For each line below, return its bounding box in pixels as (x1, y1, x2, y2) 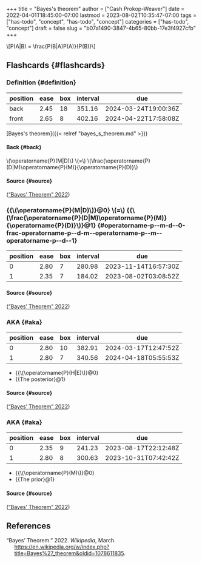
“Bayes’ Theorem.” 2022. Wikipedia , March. (6, 537, 116, 544)
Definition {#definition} (6, 78, 77, 87)
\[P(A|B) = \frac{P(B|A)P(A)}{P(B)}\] (6, 42, 96, 50)
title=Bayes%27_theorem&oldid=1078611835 (14, 550, 124, 557)
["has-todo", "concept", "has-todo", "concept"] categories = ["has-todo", (6, 18, 189, 25)
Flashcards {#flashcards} (6, 60, 105, 70)
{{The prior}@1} (15, 476, 55, 483)
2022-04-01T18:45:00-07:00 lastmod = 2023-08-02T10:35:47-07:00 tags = (6, 12, 197, 19)
